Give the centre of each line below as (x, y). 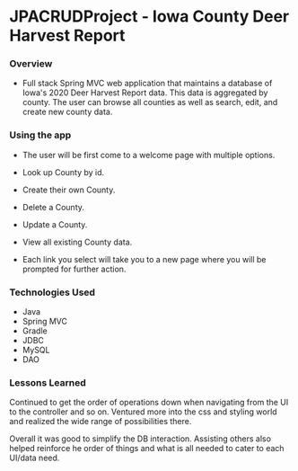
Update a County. (55, 224)
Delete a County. (53, 207)
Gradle (35, 331)
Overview (31, 64)
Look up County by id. (63, 172)
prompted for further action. (74, 269)
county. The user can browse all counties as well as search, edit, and (150, 102)
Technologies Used (53, 292)
